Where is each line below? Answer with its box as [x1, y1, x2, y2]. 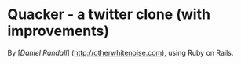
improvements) [7, 22, 110, 40]
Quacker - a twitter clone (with [7, 5, 211, 23]
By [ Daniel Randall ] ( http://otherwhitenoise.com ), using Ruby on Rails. [7, 48, 234, 57]
